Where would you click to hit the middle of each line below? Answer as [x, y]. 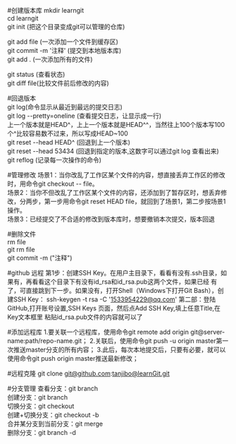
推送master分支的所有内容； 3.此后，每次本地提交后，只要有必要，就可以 [119, 349]
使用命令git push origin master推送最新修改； [73, 358]
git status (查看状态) [36, 74]
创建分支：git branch [38, 397]
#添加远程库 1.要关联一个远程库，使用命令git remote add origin [98, 332]
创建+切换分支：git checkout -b [53, 415]
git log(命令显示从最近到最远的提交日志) [65, 107]
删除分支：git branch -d [42, 432]
